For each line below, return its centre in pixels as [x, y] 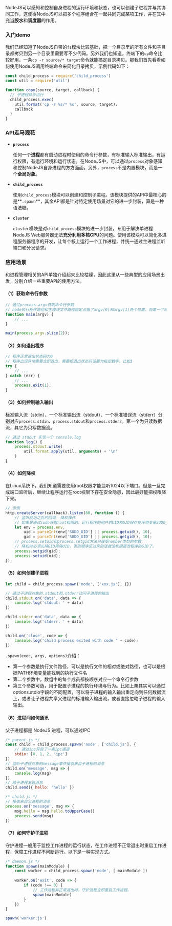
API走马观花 [20, 133]
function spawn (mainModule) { [38, 866]
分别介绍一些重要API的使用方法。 [49, 281]
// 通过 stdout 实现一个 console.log [43, 437]
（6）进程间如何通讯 [27, 718]
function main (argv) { [29, 314]
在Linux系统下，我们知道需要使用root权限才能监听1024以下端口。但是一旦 [83, 486]
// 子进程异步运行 [27, 95]
